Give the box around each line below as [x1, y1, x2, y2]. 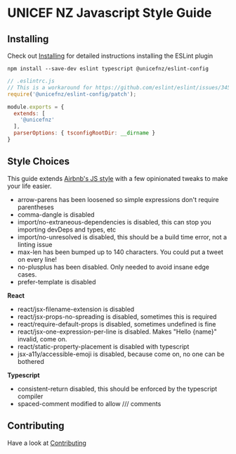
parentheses [17, 203, 54, 211]
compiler [17, 392, 44, 401]
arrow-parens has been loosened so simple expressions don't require [17, 195, 219, 203]
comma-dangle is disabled [17, 210, 95, 219]
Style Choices [7, 156, 70, 168]
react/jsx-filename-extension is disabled [17, 305, 135, 313]
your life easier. [7, 182, 52, 190]
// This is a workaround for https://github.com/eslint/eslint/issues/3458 [7, 84, 234, 91]
